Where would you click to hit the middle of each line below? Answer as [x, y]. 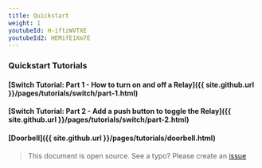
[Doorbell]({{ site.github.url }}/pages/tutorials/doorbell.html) [112, 138]
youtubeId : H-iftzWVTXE [48, 30]
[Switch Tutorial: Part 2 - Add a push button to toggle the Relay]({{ [120, 111]
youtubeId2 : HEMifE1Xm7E [49, 38]
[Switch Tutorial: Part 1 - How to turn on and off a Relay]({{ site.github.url [131, 84]
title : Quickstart [39, 16]
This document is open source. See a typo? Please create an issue [137, 155]
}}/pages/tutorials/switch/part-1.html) [73, 93]
